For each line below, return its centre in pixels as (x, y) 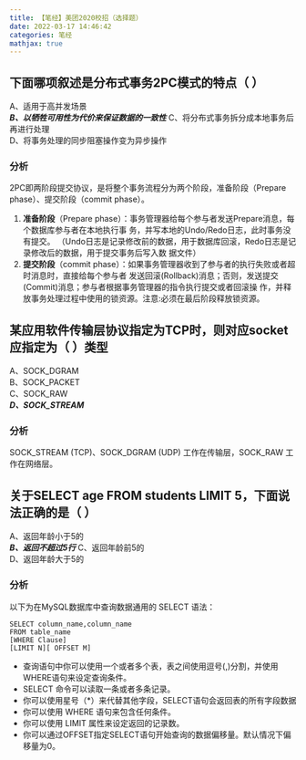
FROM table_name (40, 632)
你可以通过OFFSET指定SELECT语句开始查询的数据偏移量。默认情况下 (153, 734)
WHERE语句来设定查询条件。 (77, 677)
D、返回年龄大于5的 (47, 559)
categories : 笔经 (41, 35)
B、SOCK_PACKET (45, 382)
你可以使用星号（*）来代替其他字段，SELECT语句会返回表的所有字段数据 (159, 700)
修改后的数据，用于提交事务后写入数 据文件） (116, 253)
